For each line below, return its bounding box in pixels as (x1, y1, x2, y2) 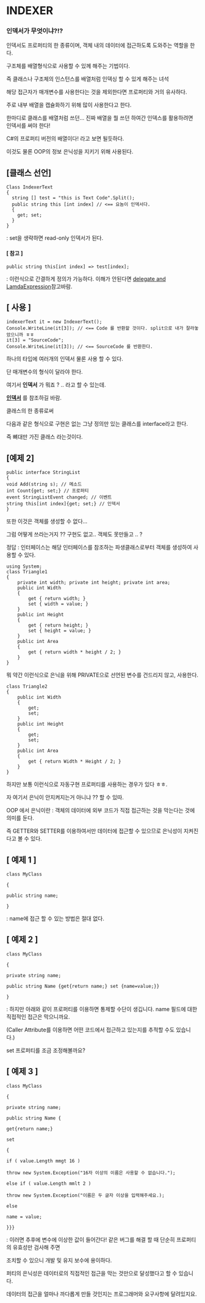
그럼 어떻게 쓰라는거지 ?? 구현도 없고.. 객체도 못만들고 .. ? (6, 530, 143, 538)
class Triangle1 (6, 569, 48, 575)
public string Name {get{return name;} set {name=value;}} (6, 983, 160, 989)
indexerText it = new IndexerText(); (6, 319, 103, 325)
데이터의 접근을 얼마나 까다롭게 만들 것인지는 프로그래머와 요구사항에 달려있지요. (6, 1290, 197, 1297)
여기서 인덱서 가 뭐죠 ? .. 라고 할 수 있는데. (6, 381, 106, 388)
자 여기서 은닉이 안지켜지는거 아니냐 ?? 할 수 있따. (6, 793, 124, 801)
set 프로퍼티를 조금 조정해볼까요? (6, 1047, 85, 1054)
